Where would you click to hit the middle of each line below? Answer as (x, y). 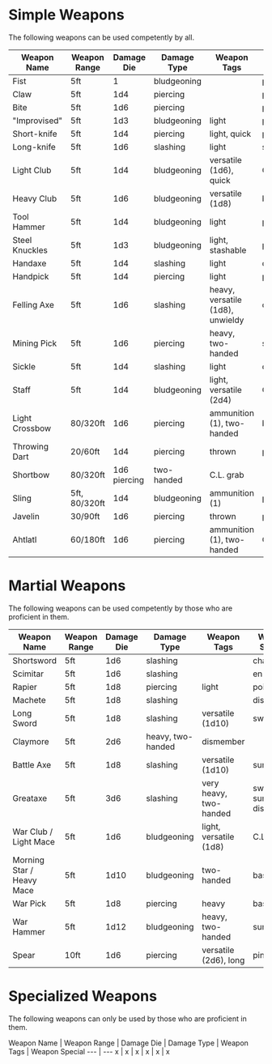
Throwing (31, 446)
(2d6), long (223, 960)
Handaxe (30, 263)
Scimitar (28, 674)
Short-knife (35, 134)
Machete (29, 700)
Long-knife (34, 147)
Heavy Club (35, 198)
